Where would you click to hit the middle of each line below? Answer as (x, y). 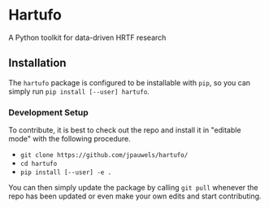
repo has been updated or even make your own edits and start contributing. (135, 196)
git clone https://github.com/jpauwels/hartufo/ (104, 155)
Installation (37, 63)
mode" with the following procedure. (70, 139)
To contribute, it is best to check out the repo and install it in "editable (125, 130)
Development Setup (48, 112)
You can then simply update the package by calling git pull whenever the (133, 188)
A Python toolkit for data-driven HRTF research (87, 37)
